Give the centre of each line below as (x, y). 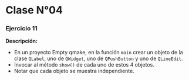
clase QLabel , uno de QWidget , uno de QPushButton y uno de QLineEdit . (98, 58)
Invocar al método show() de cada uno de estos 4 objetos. (84, 65)
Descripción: (21, 41)
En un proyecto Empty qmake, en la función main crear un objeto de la (98, 53)
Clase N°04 (34, 10)
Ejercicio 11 (21, 29)
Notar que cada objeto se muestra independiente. (74, 71)
